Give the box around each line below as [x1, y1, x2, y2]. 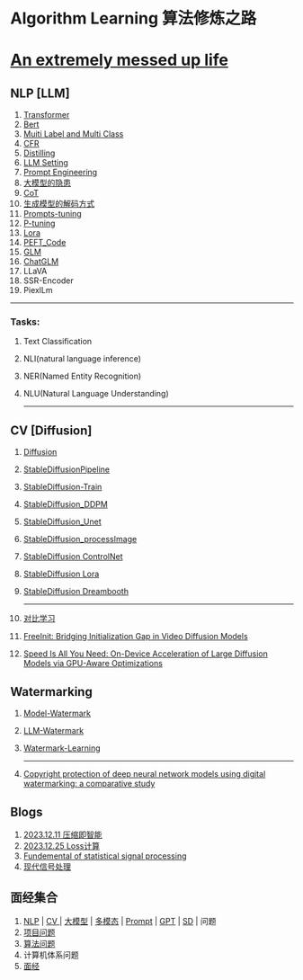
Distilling [22, 147, 56, 158]
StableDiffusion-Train [22, 482, 102, 493]
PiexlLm [22, 285, 53, 296]
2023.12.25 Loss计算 [22, 840, 100, 851]
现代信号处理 [22, 860, 71, 872]
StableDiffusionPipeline [22, 464, 111, 475]
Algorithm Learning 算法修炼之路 [10, 8, 257, 29]
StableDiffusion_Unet [22, 516, 102, 527]
